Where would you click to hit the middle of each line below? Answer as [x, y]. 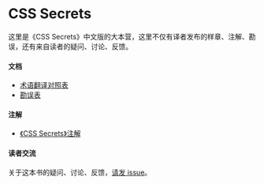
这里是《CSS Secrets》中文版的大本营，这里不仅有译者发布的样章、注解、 [129, 36]
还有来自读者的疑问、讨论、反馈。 [77, 46]
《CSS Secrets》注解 [50, 133]
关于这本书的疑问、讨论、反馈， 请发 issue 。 [80, 172]
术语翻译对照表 [44, 85]
